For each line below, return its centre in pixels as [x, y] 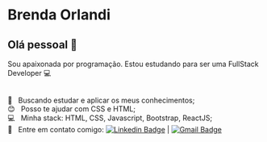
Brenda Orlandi [59, 15]
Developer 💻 [29, 73]
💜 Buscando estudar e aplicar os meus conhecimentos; [101, 100]
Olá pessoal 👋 [43, 45]
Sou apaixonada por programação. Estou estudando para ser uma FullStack [133, 64]
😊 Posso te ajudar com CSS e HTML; [72, 109]
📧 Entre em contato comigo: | [89, 129]
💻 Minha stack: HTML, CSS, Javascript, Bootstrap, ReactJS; [110, 118]
